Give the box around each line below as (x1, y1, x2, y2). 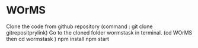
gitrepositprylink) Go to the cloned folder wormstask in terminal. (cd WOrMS (6, 29, 193, 36)
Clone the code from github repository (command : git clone (6, 23, 153, 30)
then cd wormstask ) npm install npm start (6, 35, 110, 42)
